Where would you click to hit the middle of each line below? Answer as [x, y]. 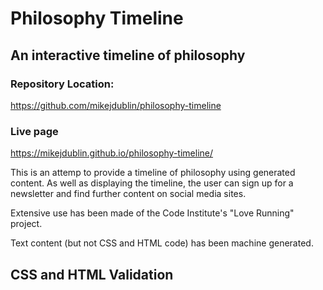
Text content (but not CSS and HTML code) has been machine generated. [162, 243]
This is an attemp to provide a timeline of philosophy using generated [153, 173]
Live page [34, 131]
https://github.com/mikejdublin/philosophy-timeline [116, 105]
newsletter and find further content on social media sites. [128, 194]
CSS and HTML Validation [92, 274]
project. [26, 224]
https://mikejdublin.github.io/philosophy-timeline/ [112, 153]
